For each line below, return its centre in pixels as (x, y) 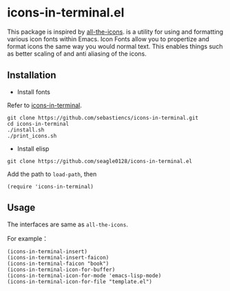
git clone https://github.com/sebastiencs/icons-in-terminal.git (103, 118)
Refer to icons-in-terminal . (45, 105)
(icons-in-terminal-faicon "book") (58, 263)
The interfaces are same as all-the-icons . (68, 224)
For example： (28, 238)
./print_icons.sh (32, 136)
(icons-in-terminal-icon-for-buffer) (61, 270)
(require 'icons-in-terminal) (51, 186)
